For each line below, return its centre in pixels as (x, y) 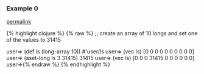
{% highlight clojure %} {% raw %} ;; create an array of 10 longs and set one (102, 33)
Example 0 (22, 8)
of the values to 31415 (34, 40)
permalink (19, 22)
